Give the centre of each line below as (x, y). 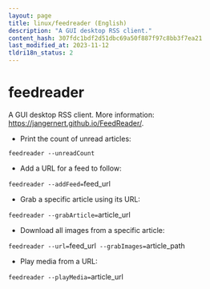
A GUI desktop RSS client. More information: (81, 114)
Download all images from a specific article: (92, 230)
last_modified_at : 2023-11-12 (59, 46)
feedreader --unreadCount (51, 153)
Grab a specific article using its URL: (80, 199)
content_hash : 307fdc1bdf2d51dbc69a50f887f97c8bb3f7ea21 (105, 38)
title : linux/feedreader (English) (68, 23)
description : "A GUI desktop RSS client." (80, 30)
